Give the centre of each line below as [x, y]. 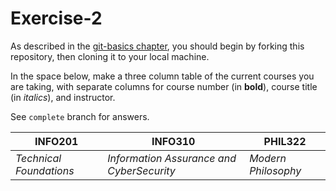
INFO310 [173, 141]
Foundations [45, 170]
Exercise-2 [56, 18]
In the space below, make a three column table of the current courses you [162, 76]
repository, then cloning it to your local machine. [110, 56]
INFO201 [56, 141]
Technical [38, 158]
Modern [268, 158]
